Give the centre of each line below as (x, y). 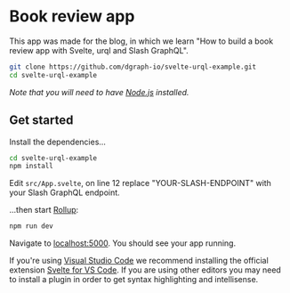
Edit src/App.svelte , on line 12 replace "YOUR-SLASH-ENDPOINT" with (140, 183)
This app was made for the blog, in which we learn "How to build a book (141, 41)
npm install (31, 167)
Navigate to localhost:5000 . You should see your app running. (123, 243)
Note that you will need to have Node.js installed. (99, 92)
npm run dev (31, 226)
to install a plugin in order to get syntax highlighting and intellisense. (134, 280)
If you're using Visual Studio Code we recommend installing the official (139, 261)
